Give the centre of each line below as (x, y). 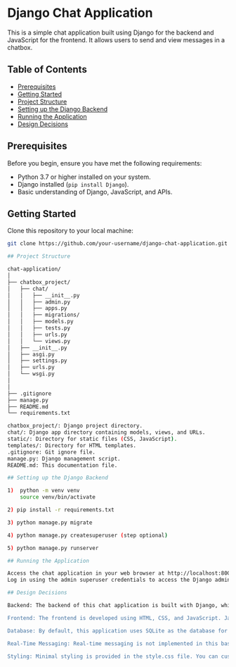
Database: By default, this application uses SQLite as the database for (118, 631)
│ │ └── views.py (39, 341)
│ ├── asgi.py (31, 354)
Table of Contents (47, 69)
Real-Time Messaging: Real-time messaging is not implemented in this (113, 643)
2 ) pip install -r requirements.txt (61, 510)
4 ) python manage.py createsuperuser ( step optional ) (88, 535)
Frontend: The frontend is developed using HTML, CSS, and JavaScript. (114, 618)
